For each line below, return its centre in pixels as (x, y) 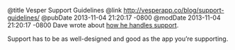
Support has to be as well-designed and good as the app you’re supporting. (118, 39)
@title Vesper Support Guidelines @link (65, 10)
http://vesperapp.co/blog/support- (174, 10)
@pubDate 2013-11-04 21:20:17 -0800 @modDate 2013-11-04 (131, 18)
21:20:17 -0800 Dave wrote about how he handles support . (93, 25)
